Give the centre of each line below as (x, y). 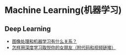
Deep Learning (28, 28)
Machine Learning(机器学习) (63, 10)
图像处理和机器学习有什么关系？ (44, 41)
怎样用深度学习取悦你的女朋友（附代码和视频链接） (64, 47)
